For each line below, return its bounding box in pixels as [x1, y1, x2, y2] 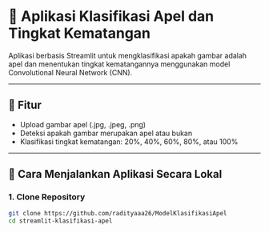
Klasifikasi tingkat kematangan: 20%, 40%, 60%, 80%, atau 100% [19, 136, 239, 147]
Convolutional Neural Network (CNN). [8, 67, 133, 77]
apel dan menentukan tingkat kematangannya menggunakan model [8, 59, 231, 69]
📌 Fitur [8, 98, 42, 112]
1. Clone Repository [8, 191, 86, 203]
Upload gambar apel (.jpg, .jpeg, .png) [19, 119, 147, 129]
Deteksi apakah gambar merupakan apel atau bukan [19, 128, 193, 138]
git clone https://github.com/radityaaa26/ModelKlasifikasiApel [8, 210, 227, 218]
